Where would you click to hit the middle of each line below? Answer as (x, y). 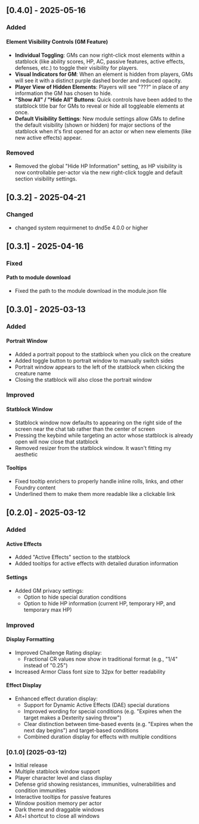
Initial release (31, 765)
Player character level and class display (63, 778)
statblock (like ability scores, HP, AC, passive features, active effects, (100, 61)
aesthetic (26, 454)
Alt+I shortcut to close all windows (57, 816)
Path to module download (38, 277)
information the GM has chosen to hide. (63, 93)
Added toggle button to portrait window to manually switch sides (94, 360)
